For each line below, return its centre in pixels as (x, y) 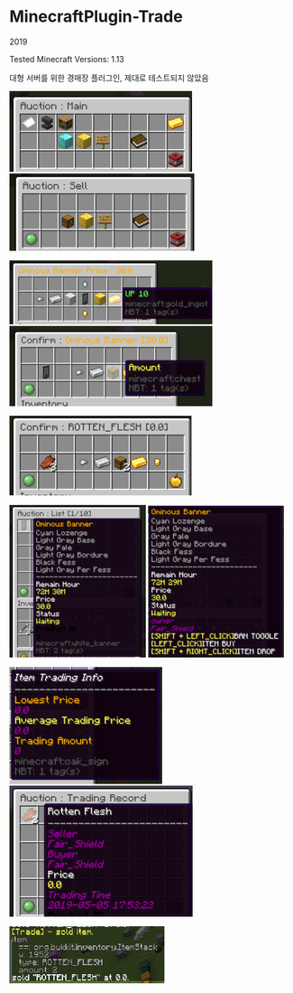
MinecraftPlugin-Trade (96, 17)
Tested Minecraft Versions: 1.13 (67, 59)
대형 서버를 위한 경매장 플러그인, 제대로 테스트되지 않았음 (109, 78)
